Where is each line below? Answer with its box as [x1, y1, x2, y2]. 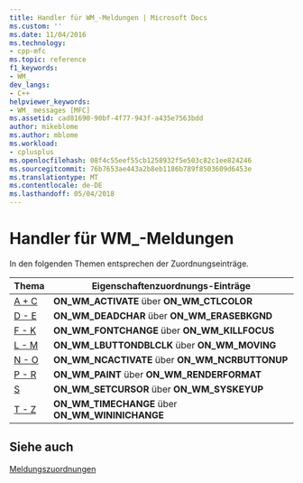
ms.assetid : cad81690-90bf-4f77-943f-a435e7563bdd [9, 114, 204, 123]
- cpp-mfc [9, 47, 47, 56]
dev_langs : [9, 80, 50, 89]
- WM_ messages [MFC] [9, 106, 91, 115]
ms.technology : [9, 38, 67, 48]
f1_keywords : [9, 64, 59, 73]
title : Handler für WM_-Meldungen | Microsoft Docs [9, 13, 207, 23]
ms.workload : [9, 139, 59, 148]
